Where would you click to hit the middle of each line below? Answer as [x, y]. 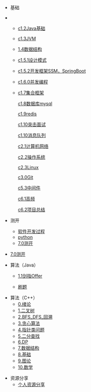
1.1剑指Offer [30, 276]
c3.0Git [25, 177]
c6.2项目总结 [31, 210]
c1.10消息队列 [32, 135]
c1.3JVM [27, 38]
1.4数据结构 [30, 49]
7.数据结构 [28, 348]
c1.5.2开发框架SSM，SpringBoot [52, 71]
